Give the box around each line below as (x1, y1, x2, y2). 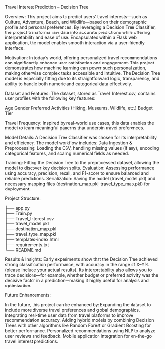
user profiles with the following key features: (5, 95, 96, 101)
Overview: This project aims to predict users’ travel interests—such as (5, 14, 148, 19)
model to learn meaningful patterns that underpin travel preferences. (5, 125, 144, 131)
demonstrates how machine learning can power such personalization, (5, 65, 147, 71)
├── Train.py (5, 210, 32, 216)
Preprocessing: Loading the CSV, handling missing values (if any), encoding (5, 145, 159, 151)
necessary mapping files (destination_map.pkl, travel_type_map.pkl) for (5, 181, 150, 187)
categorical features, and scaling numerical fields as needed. (5, 150, 129, 156)
